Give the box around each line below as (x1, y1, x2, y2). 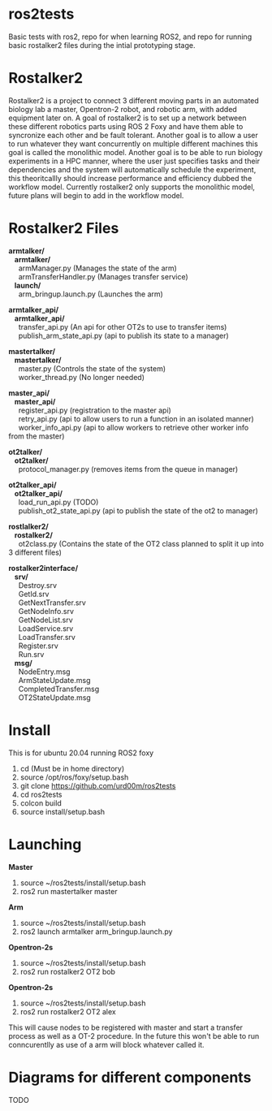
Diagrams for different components (8, 1068, 252, 1087)
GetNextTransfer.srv (18, 598, 87, 607)
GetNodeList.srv (18, 615, 73, 625)
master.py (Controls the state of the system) (18, 363, 166, 374)
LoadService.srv (18, 623, 74, 633)
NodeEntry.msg (18, 667, 71, 677)
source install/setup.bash (19, 806, 106, 816)
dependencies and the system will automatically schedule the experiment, (8, 164, 257, 175)
